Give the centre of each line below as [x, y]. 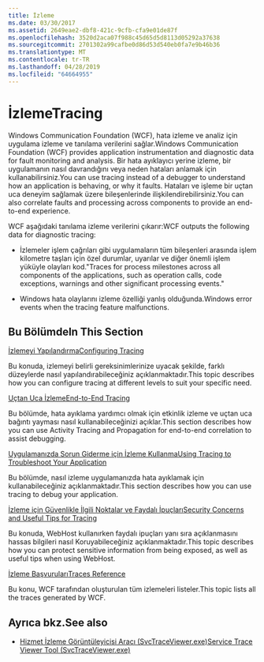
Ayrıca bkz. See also [58, 622]
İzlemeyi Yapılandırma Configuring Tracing [76, 351]
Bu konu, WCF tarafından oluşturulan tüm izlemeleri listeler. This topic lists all [132, 589]
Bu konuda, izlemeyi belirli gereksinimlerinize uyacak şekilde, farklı [116, 366]
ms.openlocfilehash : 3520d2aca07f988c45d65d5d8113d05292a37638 [114, 38]
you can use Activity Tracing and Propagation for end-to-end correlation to [130, 431]
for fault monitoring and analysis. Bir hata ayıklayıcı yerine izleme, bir [120, 160]
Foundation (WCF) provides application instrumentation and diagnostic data [131, 152]
